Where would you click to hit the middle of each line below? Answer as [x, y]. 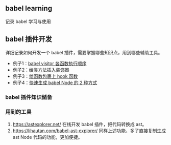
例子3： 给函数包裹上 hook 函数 [45, 76]
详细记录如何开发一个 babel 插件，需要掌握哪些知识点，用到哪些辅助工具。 [84, 52]
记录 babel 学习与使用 [28, 21]
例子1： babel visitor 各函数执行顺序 [50, 63]
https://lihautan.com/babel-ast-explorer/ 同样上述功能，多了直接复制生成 [89, 131]
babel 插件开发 [29, 39]
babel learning [29, 8]
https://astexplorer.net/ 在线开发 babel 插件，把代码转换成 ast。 [80, 124]
